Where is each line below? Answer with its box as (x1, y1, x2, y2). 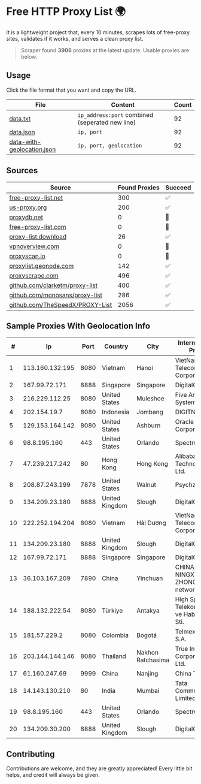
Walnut (136, 481, 157, 489)
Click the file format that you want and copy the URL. (6, 86, 136, 94)
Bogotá (136, 631, 157, 640)
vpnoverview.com (9, 242, 60, 251)
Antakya (136, 607, 160, 615)
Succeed (165, 183, 191, 192)
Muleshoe (136, 394, 165, 403)
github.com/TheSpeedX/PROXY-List (9, 300, 112, 309)
